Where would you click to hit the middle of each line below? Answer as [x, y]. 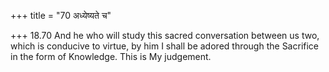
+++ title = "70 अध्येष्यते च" [61, 15]
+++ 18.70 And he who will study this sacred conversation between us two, [165, 35]
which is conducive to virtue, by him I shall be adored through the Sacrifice [165, 46]
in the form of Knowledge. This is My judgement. [111, 56]
